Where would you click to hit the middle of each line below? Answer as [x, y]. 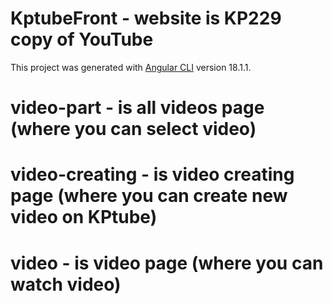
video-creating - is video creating [152, 174]
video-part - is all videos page [137, 108]
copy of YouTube [82, 39]
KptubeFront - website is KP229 [146, 18]
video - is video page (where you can [167, 263]
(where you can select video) [133, 129]
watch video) [66, 284]
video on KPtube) [84, 217]
